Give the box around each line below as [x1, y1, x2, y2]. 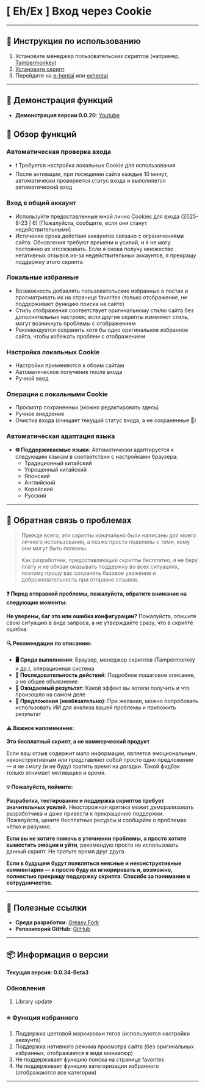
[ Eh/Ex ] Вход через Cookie [6, 4, 152, 18]
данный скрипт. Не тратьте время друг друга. [6, 848, 126, 855]
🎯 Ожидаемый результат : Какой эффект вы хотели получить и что [15, 684, 190, 692]
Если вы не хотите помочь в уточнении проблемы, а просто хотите [6, 835, 187, 842]
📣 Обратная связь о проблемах [6, 515, 132, 526]
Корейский [24, 485, 53, 492]
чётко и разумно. [6, 823, 52, 830]
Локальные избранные [6, 273, 79, 282]
